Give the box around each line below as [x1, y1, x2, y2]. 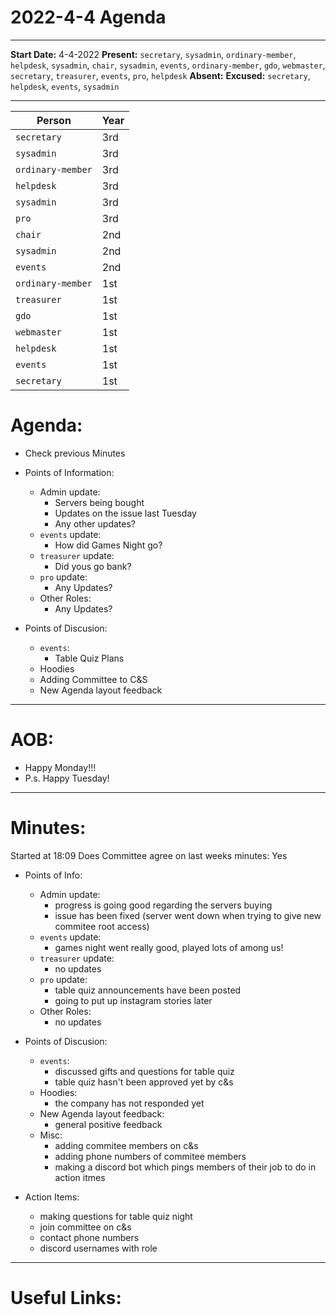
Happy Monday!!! [24, 761, 97, 773]
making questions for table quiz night [39, 1210, 193, 1222]
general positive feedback [54, 1118, 163, 1130]
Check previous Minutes [24, 447, 126, 459]
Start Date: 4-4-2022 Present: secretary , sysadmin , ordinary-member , [10, 48, 297, 60]
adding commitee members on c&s [54, 1139, 199, 1151]
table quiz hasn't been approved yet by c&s [54, 1076, 234, 1088]
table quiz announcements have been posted [54, 984, 242, 996]
